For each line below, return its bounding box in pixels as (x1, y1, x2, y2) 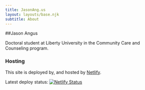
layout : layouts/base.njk (5, 12, 59, 17)
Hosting (5, 58, 25, 65)
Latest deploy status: (5, 78, 48, 85)
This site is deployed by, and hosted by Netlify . (5, 69, 101, 75)
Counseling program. (5, 45, 49, 51)
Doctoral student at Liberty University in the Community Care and (5, 40, 140, 46)
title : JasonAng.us (5, 7, 46, 12)
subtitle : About (5, 16, 39, 21)
